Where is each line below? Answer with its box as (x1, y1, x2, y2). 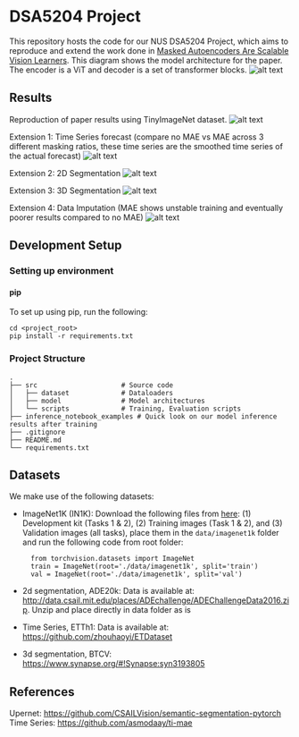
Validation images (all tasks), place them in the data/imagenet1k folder (21, 528, 279, 538)
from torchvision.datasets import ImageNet (30, 555, 195, 563)
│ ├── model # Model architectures (9, 396, 205, 405)
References (9, 684, 75, 699)
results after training (9, 419, 98, 428)
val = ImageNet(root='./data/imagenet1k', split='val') (30, 570, 243, 579)
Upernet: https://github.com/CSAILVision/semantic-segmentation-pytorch (9, 708, 282, 719)
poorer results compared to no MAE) (9, 212, 145, 223)
